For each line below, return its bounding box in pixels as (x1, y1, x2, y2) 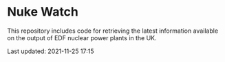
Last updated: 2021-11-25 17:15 (7, 47, 94, 55)
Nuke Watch (7, 4, 79, 20)
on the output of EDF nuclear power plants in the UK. (7, 33, 157, 42)
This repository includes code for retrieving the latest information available (7, 27, 219, 35)
